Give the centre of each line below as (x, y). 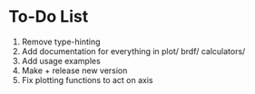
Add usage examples (61, 61)
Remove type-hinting (61, 42)
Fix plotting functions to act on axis (87, 80)
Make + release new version (74, 70)
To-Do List (49, 17)
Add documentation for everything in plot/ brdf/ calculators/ (133, 51)
